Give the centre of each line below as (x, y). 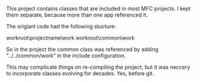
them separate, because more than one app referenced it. (77, 15)
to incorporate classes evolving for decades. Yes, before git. (80, 73)
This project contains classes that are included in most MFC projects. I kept (98, 9)
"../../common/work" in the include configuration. (66, 55)
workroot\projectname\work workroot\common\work (71, 38)
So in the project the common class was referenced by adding (82, 49)
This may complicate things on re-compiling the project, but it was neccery (98, 67)
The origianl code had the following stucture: (61, 26)
